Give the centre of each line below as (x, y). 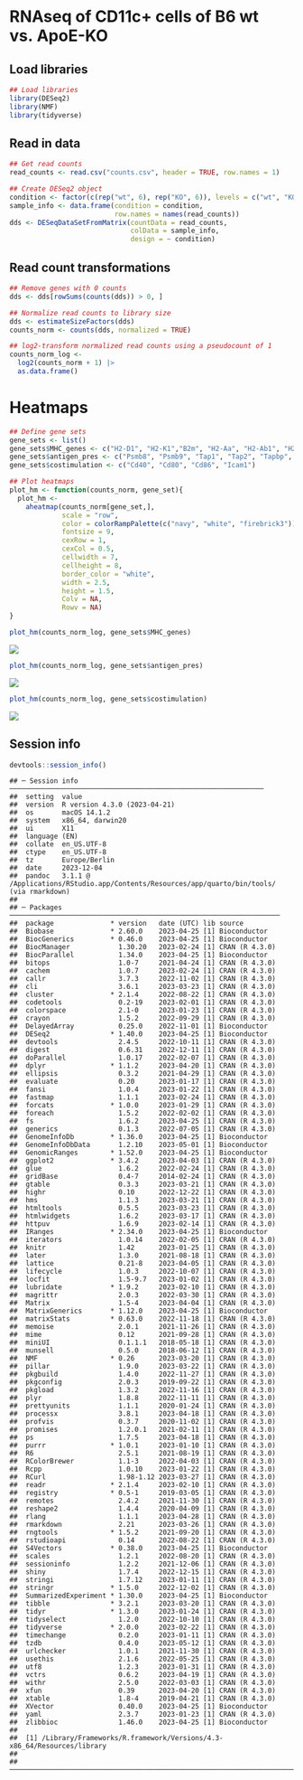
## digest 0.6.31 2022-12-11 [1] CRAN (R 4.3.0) (143, 1050)
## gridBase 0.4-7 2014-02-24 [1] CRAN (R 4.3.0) (143, 1177)
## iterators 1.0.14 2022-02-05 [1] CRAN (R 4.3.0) (143, 1240)
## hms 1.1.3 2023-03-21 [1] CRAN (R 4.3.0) (143, 1201)
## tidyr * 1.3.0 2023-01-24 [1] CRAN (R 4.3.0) (143, 1612)
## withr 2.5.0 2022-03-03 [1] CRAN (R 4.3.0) (143, 1683)
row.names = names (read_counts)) (177, 214)
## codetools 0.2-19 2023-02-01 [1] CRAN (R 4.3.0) (143, 1003)
